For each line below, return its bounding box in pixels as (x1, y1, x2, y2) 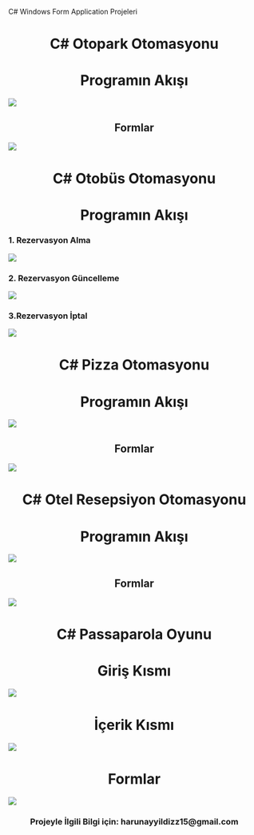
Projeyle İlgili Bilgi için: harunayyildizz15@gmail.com (30, 817, 239, 827)
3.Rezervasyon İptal (8, 310, 88, 321)
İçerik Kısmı (94, 716, 174, 734)
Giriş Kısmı (97, 662, 172, 680)
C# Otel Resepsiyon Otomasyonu (22, 490, 247, 509)
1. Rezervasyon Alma (8, 235, 91, 246)
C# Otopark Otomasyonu (50, 35, 219, 53)
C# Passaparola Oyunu (56, 625, 212, 643)
